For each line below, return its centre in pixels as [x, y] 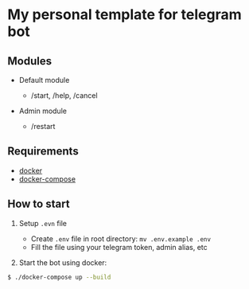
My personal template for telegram [124, 15]
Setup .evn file [43, 223]
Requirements [43, 152]
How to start [39, 204]
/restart [43, 126]
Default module [44, 80]
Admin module [43, 111]
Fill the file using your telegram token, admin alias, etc [119, 247]
